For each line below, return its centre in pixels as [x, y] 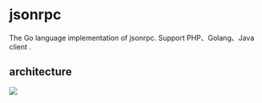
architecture [41, 72]
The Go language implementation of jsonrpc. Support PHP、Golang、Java [132, 38]
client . [20, 46]
